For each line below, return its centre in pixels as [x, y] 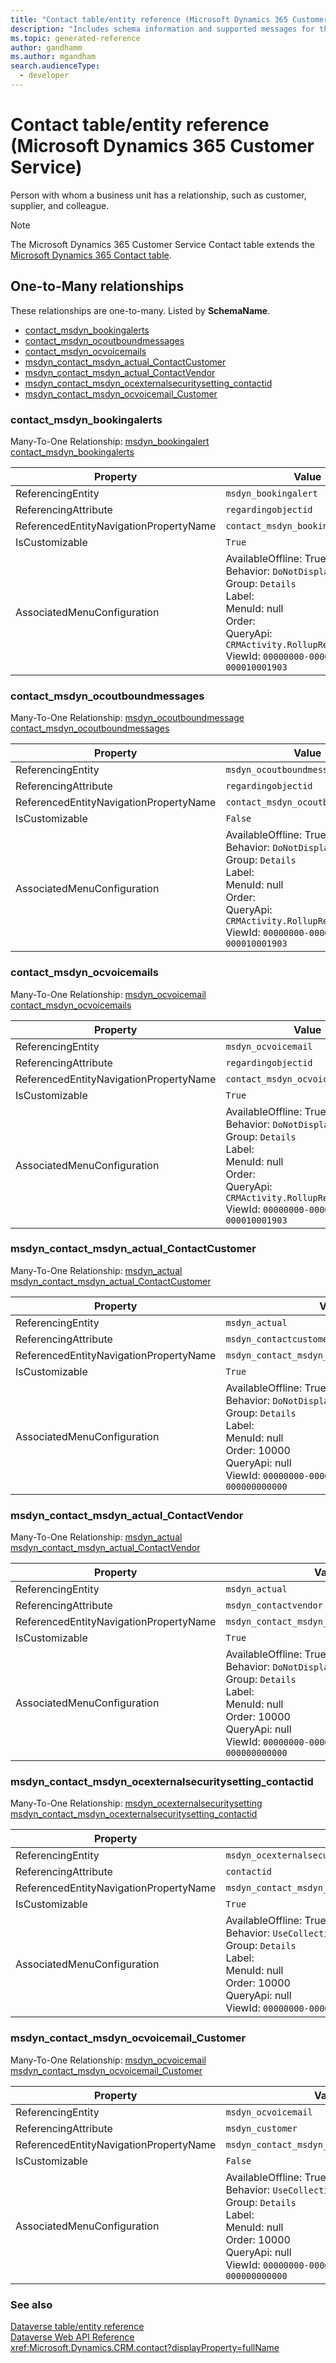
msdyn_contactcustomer [279, 1339]
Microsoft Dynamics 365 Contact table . [91, 255]
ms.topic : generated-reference [75, 38]
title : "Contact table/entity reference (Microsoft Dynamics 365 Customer [169, 19]
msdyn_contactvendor [274, 1605]
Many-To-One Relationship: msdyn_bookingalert [110, 441]
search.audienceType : [55, 66]
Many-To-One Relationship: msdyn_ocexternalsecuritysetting [136, 1803]
